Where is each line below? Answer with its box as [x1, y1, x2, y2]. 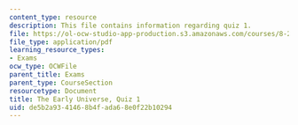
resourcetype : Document [9, 86, 98, 95]
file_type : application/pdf [9, 37, 114, 47]
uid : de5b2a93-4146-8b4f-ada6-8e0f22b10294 [9, 103, 173, 112]
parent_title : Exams [9, 70, 86, 79]
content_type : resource [9, 12, 98, 22]
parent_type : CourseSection [9, 78, 114, 87]
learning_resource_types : [9, 46, 105, 55]
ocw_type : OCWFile [9, 62, 77, 71]
